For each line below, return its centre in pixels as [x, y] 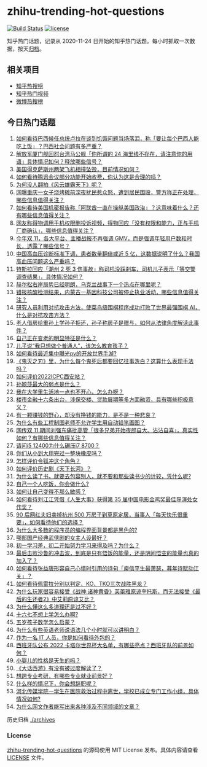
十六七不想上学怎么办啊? [47, 614]
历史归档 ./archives [31, 719]
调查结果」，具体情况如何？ [49, 276]
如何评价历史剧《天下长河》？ [53, 469]
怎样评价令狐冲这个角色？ [48, 461]
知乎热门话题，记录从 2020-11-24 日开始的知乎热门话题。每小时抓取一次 [98, 41]
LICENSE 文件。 [27, 757]
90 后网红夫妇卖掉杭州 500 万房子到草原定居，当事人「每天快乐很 [99, 515]
